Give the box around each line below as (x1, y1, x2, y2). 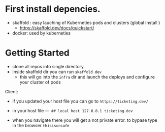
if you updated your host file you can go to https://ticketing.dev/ (12, 98, 149, 104)
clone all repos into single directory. (12, 63, 85, 69)
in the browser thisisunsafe (12, 122, 70, 128)
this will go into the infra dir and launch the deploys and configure (19, 74, 155, 79)
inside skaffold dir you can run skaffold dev (12, 69, 102, 75)
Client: (5, 88, 19, 94)
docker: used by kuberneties (12, 30, 71, 36)
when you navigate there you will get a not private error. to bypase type (12, 117, 158, 123)
